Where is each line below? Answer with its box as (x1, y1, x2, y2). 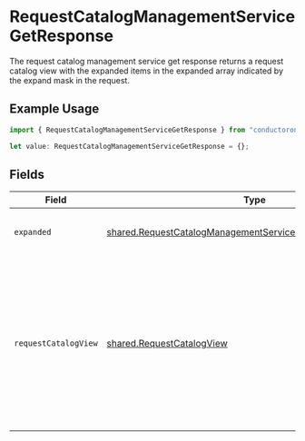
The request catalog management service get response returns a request (9, 55, 284, 66)
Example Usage (9, 102, 100, 117)
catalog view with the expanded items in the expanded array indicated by (9, 65, 284, 76)
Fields (9, 166, 45, 182)
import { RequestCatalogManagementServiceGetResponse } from (9, 125, 246, 134)
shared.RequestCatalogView (106, 338, 229, 350)
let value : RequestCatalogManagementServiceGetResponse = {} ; (9, 142, 250, 151)
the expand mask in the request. (9, 74, 130, 85)
